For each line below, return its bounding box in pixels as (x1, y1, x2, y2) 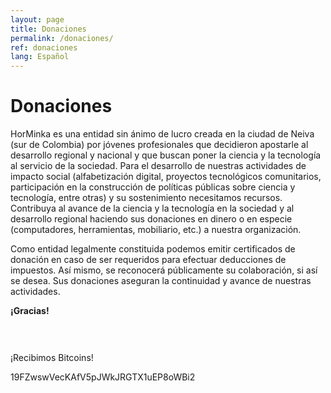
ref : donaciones (10, 42, 78, 53)
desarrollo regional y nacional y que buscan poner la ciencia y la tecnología (10, 149, 322, 161)
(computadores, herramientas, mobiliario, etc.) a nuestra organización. (10, 224, 302, 236)
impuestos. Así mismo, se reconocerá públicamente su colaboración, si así (10, 264, 318, 276)
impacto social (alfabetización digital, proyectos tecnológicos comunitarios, (10, 171, 322, 183)
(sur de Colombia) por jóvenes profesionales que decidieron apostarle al (10, 139, 309, 151)
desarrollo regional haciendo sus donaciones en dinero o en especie (10, 213, 293, 225)
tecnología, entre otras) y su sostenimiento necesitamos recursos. (10, 192, 283, 204)
